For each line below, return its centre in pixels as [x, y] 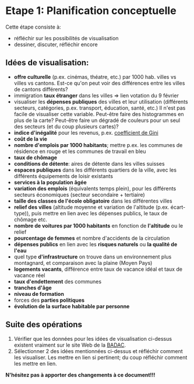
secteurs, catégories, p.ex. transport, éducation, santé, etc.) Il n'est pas [100, 108]
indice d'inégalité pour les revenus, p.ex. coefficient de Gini [86, 132]
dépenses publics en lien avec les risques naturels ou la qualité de [96, 244]
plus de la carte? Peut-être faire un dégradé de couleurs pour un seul [97, 120]
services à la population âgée [50, 182]
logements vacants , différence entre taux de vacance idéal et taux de [98, 269]
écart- [178, 207]
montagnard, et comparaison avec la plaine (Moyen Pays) [83, 263]
